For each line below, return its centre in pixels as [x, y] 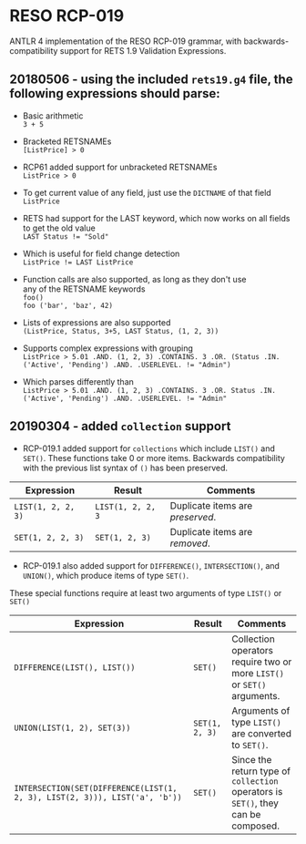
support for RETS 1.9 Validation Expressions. [143, 50]
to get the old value [59, 228]
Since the [252, 759]
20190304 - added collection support [120, 426]
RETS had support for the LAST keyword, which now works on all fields [156, 218]
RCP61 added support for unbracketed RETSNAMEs [120, 167]
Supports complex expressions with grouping [108, 348]
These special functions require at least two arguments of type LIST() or [146, 592]
